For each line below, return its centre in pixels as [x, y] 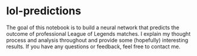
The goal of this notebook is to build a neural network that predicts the [93, 27]
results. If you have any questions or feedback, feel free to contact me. [93, 46]
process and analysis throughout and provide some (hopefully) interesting [97, 40]
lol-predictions [44, 11]
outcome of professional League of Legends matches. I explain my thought [98, 33]
